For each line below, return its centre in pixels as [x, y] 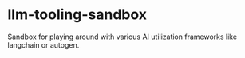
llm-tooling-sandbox [77, 15]
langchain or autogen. [43, 44]
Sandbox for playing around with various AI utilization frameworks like [122, 37]
